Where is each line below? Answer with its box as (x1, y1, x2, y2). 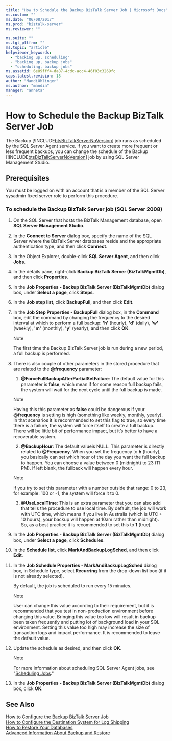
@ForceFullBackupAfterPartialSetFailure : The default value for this (20, 375, 164, 381)
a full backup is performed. (13, 350, 70, 356)
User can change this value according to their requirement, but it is (13, 602, 154, 608)
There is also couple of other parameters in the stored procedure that (13, 360, 160, 366)
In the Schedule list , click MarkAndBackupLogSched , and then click (13, 547, 159, 553)
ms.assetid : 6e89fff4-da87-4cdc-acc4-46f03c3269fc (6, 69, 116, 74)
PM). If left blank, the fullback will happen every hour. (20, 465, 133, 471)
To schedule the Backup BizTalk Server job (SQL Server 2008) (6, 206, 163, 213)
